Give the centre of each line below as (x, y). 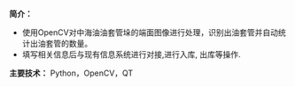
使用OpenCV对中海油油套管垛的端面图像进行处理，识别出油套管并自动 (150, 33)
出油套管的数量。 (61, 43)
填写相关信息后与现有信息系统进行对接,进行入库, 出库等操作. (131, 54)
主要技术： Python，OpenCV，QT (71, 73)
